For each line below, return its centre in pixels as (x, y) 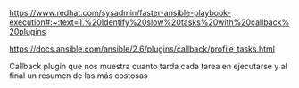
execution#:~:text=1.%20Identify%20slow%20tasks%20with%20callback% (149, 22)
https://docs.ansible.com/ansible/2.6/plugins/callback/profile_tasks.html (142, 49)
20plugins (28, 32)
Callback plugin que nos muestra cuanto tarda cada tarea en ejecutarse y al (148, 66)
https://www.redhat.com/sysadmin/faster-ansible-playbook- (120, 13)
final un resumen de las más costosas (79, 76)
